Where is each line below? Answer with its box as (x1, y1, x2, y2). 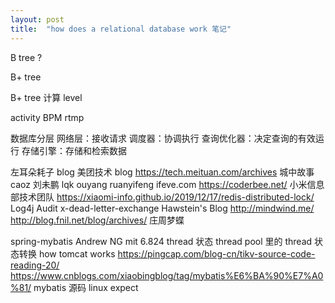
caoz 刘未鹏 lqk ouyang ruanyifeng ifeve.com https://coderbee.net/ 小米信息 (10, 178, 325, 190)
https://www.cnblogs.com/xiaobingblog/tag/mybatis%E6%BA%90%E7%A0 (10, 269, 324, 281)
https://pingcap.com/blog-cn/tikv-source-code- (117, 247, 316, 260)
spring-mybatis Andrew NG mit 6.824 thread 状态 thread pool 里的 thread (10, 235, 313, 247)
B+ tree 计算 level (10, 91, 83, 103)
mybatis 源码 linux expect (33, 281, 139, 293)
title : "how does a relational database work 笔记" (10, 24, 232, 34)
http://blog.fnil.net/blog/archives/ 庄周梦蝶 (10, 214, 185, 226)
